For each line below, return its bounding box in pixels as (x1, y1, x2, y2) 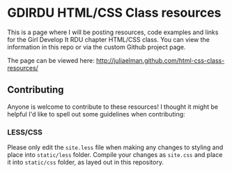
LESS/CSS (7, 127, 43, 137)
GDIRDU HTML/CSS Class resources (7, 5, 222, 21)
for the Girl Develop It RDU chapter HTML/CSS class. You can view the (7, 35, 210, 43)
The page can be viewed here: (7, 56, 95, 64)
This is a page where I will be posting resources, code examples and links (7, 28, 219, 36)
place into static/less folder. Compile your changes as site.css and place (7, 151, 223, 159)
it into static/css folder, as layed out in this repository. (7, 158, 164, 167)
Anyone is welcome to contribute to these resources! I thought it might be (7, 103, 218, 111)
